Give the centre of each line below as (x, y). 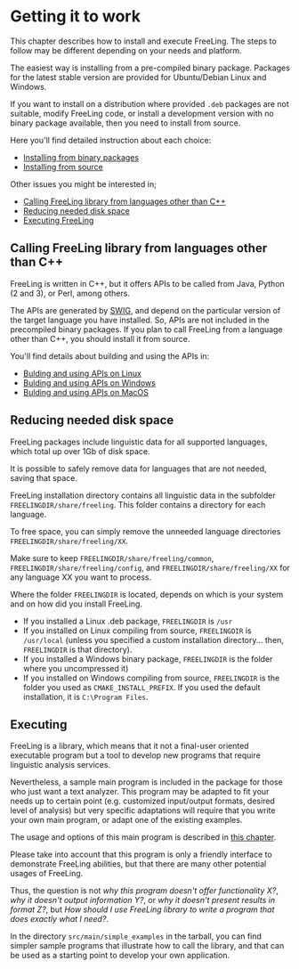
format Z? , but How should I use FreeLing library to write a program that (142, 909)
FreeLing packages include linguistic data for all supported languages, (139, 442)
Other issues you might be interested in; (83, 183)
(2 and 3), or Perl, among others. (70, 293)
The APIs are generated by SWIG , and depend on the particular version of (145, 310)
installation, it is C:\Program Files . (85, 696)
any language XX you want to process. (81, 577)
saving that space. (44, 477)
